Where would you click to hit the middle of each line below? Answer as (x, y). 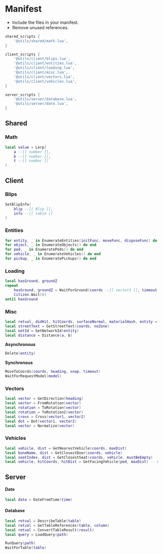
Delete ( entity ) (20, 353)
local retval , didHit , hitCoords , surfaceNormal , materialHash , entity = (81, 322)
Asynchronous (20, 345)
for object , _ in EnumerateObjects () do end (51, 245)
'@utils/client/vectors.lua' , (44, 77)
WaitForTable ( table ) (26, 548)
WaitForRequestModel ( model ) (33, 376)
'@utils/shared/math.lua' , (41, 41)
